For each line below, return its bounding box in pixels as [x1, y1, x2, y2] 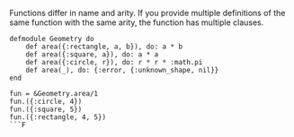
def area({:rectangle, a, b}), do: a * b [25, 42, 183, 51]
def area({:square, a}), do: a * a [25, 50, 159, 59]
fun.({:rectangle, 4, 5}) [9, 113, 106, 122]
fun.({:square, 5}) [9, 105, 83, 114]
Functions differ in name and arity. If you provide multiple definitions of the [9, 8, 286, 18]
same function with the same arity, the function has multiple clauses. [9, 17, 264, 28]
